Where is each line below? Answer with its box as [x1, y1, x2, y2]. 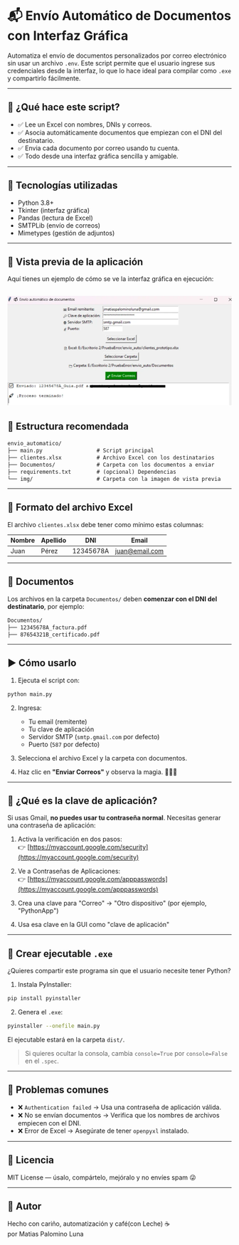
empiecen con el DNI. [17, 1118, 82, 1127]
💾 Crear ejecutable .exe [7, 948, 113, 960]
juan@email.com [115, 546, 164, 555]
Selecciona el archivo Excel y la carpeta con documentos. [17, 753, 188, 762]
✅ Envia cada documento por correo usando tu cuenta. [17, 144, 180, 152]
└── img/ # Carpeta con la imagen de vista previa [7, 476, 221, 483]
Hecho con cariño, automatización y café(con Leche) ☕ [7, 1219, 171, 1228]
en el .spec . [24, 1056, 59, 1065]
